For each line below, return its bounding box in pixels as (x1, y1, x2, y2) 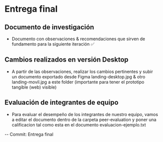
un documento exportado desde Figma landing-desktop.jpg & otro (11, 73, 145, 79)
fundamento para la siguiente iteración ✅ (11, 41, 95, 47)
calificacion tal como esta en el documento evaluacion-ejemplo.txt (11, 121, 146, 128)
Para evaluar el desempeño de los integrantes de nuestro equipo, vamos (11, 111, 159, 117)
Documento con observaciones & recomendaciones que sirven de (11, 36, 145, 42)
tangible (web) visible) (11, 84, 57, 90)
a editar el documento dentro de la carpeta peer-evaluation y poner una (11, 117, 157, 122)
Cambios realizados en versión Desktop (4, 55, 129, 64)
